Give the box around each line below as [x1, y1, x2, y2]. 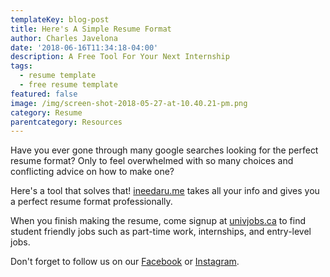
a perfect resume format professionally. [10, 196, 173, 208]
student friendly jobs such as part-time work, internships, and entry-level [10, 226, 312, 238]
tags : [10, 61, 33, 71]
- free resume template [19, 80, 118, 90]
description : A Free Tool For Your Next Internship [10, 52, 230, 62]
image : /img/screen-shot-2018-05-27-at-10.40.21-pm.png [10, 98, 248, 108]
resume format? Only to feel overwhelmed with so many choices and [10, 155, 294, 167]
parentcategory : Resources [10, 117, 123, 127]
